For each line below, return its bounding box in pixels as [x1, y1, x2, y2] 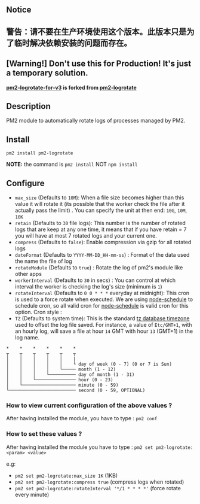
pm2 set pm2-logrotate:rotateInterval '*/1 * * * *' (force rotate [14, 484, 181, 491]
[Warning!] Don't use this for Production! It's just [6, 59, 192, 69]
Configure [6, 178, 45, 188]
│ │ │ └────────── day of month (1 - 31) [6, 372, 135, 378]
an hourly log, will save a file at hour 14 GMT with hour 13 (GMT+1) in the [14, 327, 193, 335]
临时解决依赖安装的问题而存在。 [14, 38, 132, 48]
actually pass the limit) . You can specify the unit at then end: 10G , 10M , [14, 207, 187, 214]
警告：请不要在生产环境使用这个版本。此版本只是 [6, 26, 187, 37]
